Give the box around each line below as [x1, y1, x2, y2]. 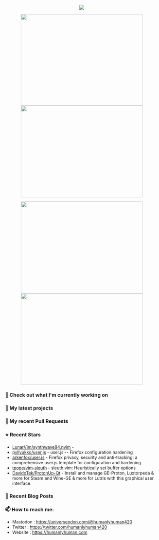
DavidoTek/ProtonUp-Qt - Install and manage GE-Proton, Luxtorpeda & [12, 470, 154, 476]
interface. [12, 480, 32, 486]
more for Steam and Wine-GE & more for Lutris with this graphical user [12, 475, 154, 481]
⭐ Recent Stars [5, 431, 41, 438]
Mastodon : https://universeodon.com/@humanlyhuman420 [12, 519, 133, 525]
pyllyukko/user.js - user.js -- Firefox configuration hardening [12, 450, 133, 455]
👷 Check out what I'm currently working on [5, 391, 108, 398]
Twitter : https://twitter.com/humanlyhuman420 [12, 524, 107, 530]
